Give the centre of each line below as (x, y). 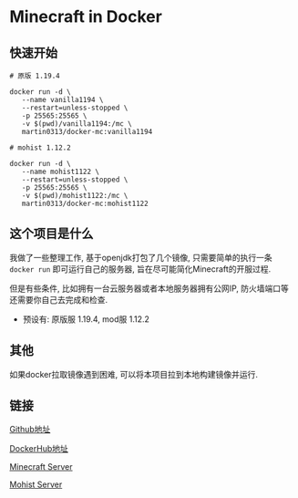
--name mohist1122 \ (61, 171)
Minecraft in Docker (86, 17)
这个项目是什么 (51, 234)
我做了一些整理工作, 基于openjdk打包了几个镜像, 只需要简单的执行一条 (141, 257)
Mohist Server (36, 484)
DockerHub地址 (39, 449)
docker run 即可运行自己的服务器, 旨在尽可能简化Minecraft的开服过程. (140, 269)
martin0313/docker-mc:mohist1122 (85, 203)
